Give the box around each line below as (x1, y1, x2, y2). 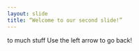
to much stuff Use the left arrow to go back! (7, 36, 133, 44)
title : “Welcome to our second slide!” (7, 17, 123, 24)
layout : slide (7, 10, 49, 17)
